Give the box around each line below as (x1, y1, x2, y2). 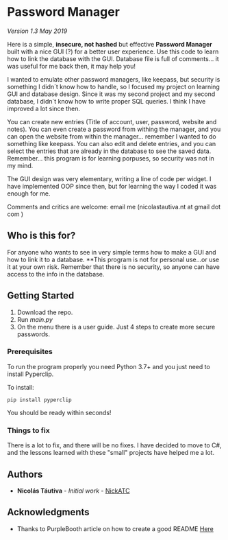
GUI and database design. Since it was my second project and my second (7, 90, 216, 98)
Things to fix (7, 425, 50, 435)
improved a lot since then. (7, 104, 81, 113)
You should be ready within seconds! (7, 408, 112, 416)
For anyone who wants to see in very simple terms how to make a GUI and (7, 248, 217, 256)
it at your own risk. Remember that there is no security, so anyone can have (7, 262, 220, 271)
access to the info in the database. (7, 270, 105, 278)
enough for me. (7, 189, 51, 198)
